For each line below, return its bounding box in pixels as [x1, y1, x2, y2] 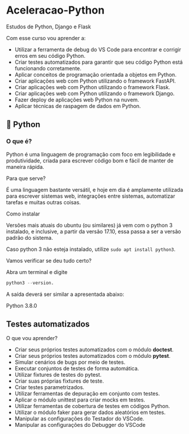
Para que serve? [6, 175, 46, 182]
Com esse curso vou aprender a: [6, 34, 86, 41]
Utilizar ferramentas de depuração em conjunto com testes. [14, 390, 160, 397]
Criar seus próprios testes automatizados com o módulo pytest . [14, 353, 171, 360]
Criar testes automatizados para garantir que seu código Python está [14, 58, 183, 66]
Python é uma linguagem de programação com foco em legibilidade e [6, 151, 176, 158]
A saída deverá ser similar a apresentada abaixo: [6, 291, 125, 298]
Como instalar [6, 210, 40, 217]
